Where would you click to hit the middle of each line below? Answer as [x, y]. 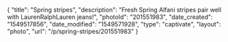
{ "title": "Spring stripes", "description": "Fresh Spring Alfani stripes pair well [114, 10]
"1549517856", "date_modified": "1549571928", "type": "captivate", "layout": [114, 24]
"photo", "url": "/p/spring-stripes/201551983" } [73, 31]
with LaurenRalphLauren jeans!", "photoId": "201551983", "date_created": [110, 17]
